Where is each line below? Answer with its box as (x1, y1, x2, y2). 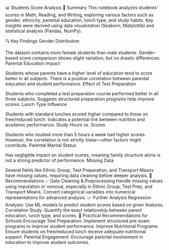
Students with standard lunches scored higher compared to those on (5, 111, 148, 117)
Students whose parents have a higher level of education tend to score (5, 70, 152, 76)
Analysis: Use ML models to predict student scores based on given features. (5, 202, 164, 208)
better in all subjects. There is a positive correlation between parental (5, 76, 149, 81)
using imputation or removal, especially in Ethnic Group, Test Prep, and (5, 183, 153, 190)
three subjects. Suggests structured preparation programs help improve (5, 96, 155, 102)
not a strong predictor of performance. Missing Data (5, 157, 114, 163)
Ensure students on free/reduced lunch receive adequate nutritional (5, 229, 146, 234)
